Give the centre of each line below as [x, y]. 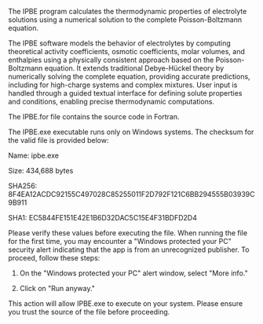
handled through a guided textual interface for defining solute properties [125, 93]
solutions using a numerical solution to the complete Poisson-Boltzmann [125, 20]
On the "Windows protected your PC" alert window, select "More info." [134, 273]
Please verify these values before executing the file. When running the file [128, 233]
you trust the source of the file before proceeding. [89, 312]
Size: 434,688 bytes [41, 171]
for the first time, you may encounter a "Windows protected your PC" [120, 241]
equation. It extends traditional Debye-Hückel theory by [134, 68]
